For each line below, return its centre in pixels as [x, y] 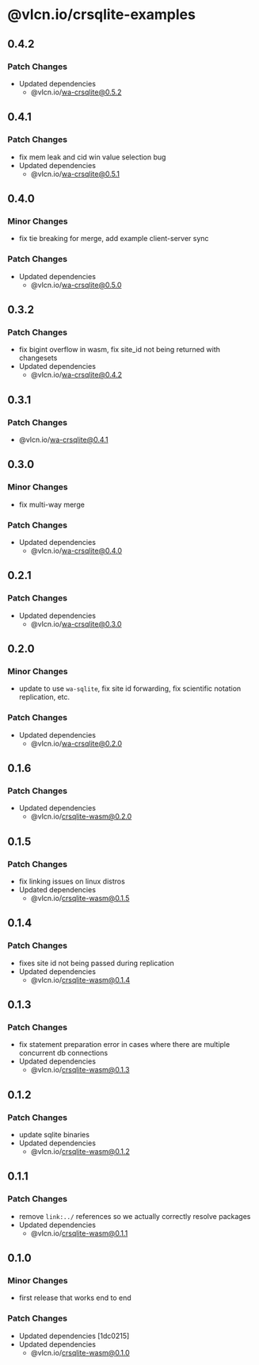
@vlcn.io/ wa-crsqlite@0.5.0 [76, 285]
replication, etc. [44, 697]
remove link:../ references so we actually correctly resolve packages [135, 1216]
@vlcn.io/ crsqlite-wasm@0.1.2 [80, 1152]
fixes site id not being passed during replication [97, 963]
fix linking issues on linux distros [72, 881]
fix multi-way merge [51, 504]
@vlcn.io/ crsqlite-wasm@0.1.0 [80, 1352]
